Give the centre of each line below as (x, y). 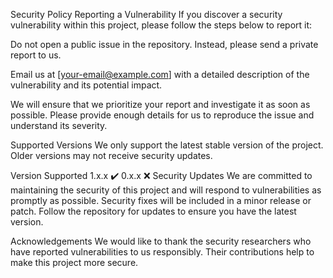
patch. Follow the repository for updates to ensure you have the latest (153, 211)
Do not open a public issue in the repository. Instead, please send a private (164, 44)
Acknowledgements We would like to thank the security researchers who (161, 241)
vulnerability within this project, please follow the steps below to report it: (161, 25)
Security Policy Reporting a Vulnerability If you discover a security (146, 14)
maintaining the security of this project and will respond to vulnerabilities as (166, 190)
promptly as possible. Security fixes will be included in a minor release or (161, 200)
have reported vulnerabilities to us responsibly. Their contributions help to (162, 252)
